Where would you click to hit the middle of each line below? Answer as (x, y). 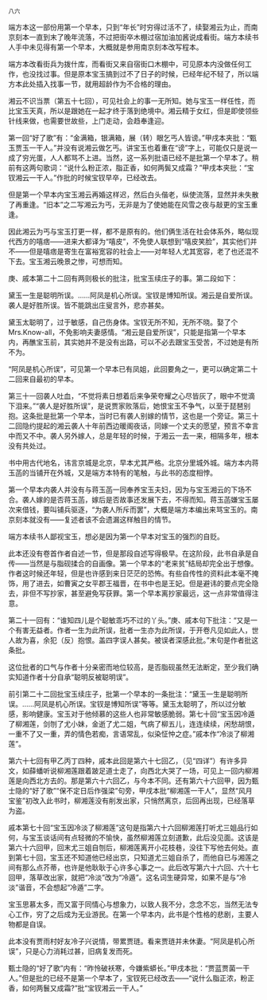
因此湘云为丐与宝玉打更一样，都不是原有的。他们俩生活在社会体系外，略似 (130, 231)
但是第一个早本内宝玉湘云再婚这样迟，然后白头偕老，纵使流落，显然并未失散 (133, 195)
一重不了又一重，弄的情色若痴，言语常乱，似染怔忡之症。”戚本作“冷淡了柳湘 (132, 734)
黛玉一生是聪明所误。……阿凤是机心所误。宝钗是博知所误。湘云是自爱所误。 (133, 295)
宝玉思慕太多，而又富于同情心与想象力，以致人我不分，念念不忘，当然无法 (130, 904)
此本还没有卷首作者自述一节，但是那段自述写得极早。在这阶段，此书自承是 (130, 553)
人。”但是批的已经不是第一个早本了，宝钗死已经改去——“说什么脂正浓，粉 (128, 978)
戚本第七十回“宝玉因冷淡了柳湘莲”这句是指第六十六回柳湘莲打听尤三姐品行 (130, 827)
